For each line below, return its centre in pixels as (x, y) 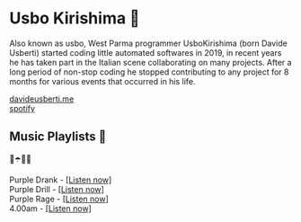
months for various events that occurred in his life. (102, 81)
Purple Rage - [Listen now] (59, 199)
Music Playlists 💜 (58, 137)
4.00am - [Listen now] (50, 208)
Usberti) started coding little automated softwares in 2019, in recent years (146, 52)
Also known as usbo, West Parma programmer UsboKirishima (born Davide (148, 43)
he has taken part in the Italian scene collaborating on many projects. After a (150, 62)
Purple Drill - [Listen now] (57, 189)
